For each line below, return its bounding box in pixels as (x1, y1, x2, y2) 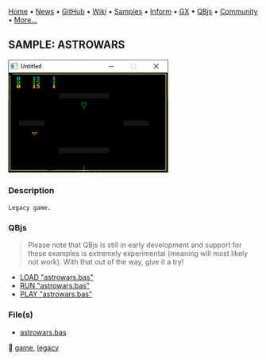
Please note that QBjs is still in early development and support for (27, 240, 242, 250)
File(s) (8, 309, 33, 320)
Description (8, 184, 55, 195)
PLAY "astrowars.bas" (19, 289, 93, 299)
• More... (8, 15, 38, 25)
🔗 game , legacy (8, 343, 60, 352)
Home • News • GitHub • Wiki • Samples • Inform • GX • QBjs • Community (8, 7, 258, 16)
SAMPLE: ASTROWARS (8, 38, 125, 52)
